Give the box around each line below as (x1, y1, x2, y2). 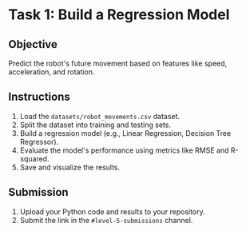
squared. (19, 153, 50, 163)
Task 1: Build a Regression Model (8, 6, 230, 24)
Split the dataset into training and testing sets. (19, 120, 172, 129)
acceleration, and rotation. (8, 67, 95, 77)
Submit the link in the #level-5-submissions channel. (19, 215, 193, 225)
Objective (8, 38, 58, 51)
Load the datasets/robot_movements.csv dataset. (19, 111, 181, 121)
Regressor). (19, 137, 59, 146)
